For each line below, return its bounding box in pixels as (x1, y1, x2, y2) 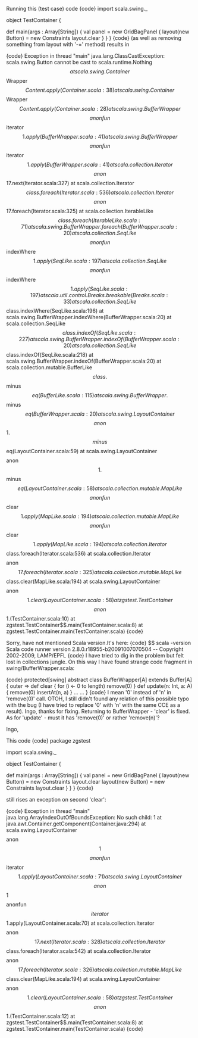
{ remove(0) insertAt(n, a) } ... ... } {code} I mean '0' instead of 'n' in (6, 689, 171, 696)
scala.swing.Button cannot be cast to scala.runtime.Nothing (6, 59, 153, 66)
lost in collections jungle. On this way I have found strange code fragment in (6, 658, 193, 665)
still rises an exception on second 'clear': (6, 796, 106, 803)
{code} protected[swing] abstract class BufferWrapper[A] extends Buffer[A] (6, 676, 192, 683)
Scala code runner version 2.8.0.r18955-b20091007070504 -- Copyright (6, 646, 184, 653)
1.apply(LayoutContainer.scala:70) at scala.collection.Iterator (6, 919, 155, 927)
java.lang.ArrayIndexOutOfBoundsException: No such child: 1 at (6, 814, 162, 821)
